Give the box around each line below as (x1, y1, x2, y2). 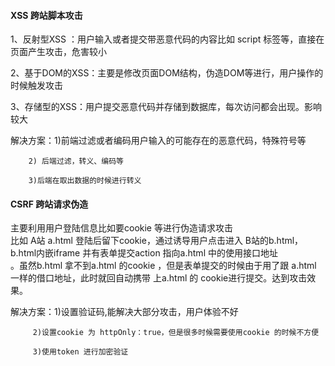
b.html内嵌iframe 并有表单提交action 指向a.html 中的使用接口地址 (10, 247, 278, 259)
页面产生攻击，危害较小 (10, 46, 107, 58)
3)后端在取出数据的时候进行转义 (28, 176, 142, 186)
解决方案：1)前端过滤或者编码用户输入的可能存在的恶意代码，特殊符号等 (10, 135, 307, 147)
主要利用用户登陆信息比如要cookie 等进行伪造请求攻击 (10, 222, 233, 234)
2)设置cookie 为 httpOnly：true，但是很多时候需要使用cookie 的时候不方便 (32, 328, 320, 338)
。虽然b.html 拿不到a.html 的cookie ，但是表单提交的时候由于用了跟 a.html (10, 260, 317, 272)
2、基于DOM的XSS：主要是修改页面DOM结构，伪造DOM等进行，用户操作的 (10, 67, 324, 79)
